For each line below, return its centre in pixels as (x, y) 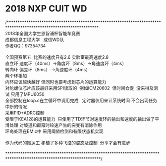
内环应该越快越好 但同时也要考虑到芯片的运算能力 (56, 82)
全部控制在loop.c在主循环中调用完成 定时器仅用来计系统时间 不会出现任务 (81, 100)
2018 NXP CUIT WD (46, 9)
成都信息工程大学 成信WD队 (35, 40)
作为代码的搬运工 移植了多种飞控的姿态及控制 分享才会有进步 (68, 143)
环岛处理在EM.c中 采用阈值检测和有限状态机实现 (55, 131)
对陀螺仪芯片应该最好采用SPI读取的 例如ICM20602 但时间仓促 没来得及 (80, 88)
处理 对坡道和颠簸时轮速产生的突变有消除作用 (55, 125)
